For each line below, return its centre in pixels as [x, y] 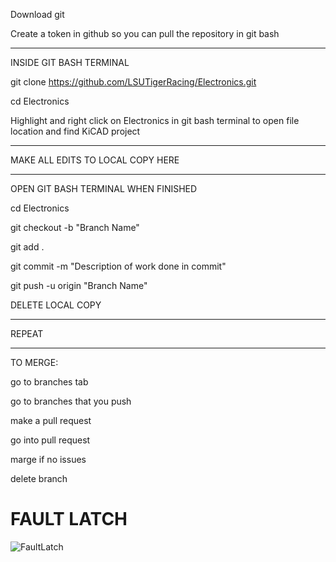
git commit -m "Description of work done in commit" [118, 266]
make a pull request [51, 420]
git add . [27, 247]
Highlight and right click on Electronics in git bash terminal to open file [155, 120]
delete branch [39, 478]
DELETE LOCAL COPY [56, 305]
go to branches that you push [71, 401]
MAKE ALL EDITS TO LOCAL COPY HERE [95, 160]
